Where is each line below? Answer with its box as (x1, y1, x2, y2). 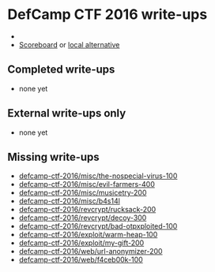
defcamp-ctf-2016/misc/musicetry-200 (18, 188, 147, 198)
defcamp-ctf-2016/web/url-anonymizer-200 (18, 247, 163, 256)
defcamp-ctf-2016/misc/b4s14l (18, 196, 120, 206)
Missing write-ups (7, 150, 100, 163)
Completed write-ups (7, 63, 115, 76)
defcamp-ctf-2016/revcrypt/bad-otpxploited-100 (18, 222, 178, 231)
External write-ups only (7, 106, 126, 120)
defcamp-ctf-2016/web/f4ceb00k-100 (18, 255, 143, 265)
